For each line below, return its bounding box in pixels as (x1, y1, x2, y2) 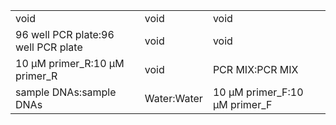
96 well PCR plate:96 (15, 28, 115, 41)
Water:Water (144, 92, 203, 105)
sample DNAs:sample (15, 85, 117, 99)
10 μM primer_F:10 (212, 85, 304, 99)
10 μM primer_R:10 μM (15, 57, 125, 70)
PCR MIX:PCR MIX (212, 63, 299, 76)
